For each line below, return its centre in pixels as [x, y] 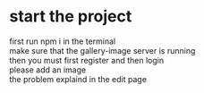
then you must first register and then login [86, 60]
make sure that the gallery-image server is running [102, 50]
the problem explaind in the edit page [78, 79]
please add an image [48, 70]
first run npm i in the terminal [63, 41]
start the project [71, 17]
